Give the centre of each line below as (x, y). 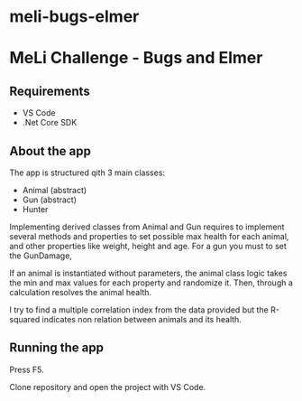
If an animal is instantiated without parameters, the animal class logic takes (148, 273)
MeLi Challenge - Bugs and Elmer (136, 58)
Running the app (56, 348)
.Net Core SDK (50, 123)
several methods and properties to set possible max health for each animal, (149, 236)
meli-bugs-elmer (74, 17)
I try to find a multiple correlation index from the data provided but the (139, 310)
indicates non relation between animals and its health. (142, 319)
